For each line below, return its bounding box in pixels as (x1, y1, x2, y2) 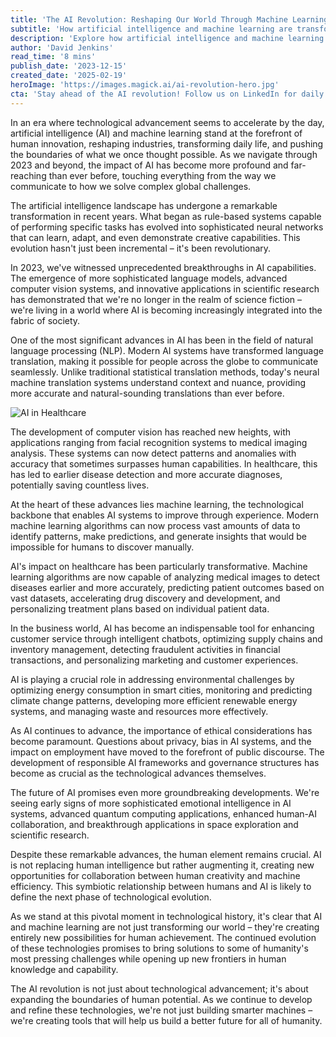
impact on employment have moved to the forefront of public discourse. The (10, 746, 325, 758)
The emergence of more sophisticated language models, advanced (10, 272, 288, 284)
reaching (10, 169, 47, 181)
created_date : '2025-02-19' (10, 71, 128, 81)
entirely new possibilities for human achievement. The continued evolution (10, 931, 317, 943)
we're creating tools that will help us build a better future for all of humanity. (10, 1014, 323, 1026)
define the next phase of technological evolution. (10, 891, 212, 903)
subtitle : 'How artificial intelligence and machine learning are (10, 24, 293, 34)
